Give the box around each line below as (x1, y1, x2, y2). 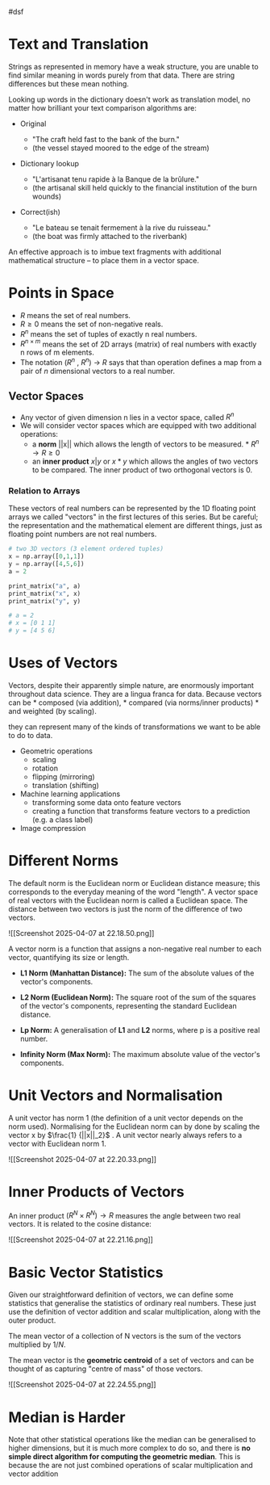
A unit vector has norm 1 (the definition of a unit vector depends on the (8, 1113, 243, 1122)
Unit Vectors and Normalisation (8, 1086, 223, 1105)
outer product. (8, 1315, 56, 1325)
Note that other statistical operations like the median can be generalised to (8, 1435, 256, 1445)
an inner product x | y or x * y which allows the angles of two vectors (31, 456, 259, 466)
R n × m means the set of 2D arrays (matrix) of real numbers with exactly (19, 338, 257, 349)
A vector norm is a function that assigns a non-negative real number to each (8, 944, 262, 954)
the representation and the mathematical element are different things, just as (8, 521, 263, 531)
